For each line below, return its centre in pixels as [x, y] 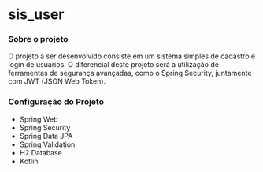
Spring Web [39, 119]
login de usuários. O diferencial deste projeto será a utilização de [113, 65]
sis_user [36, 15]
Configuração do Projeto [56, 102]
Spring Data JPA [46, 136]
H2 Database [41, 152]
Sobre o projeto [38, 39]
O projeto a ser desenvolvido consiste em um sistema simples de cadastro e [132, 56]
